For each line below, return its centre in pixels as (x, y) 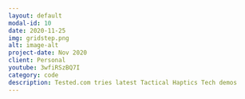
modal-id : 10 (30, 23)
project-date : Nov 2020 (48, 53)
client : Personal (37, 61)
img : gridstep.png (39, 38)
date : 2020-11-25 (37, 30)
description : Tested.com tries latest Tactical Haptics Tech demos (123, 82)
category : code (34, 75)
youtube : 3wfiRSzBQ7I (44, 68)
